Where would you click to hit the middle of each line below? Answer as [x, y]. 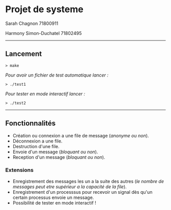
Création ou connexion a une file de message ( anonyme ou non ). [81, 135]
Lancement [24, 54]
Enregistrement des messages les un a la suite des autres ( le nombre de [88, 181]
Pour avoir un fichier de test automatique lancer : [57, 75]
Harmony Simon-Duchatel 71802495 [44, 33]
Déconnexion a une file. [37, 141]
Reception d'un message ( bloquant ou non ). [59, 157]
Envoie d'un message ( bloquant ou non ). [55, 152]
